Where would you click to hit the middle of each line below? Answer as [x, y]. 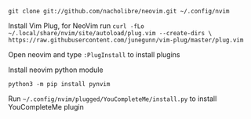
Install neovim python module [56, 70]
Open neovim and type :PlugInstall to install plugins [94, 54]
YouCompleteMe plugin [46, 107]
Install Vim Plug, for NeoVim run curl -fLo [76, 26]
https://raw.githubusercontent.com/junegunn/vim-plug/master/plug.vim [126, 40]
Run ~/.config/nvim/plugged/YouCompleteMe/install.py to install [113, 99]
